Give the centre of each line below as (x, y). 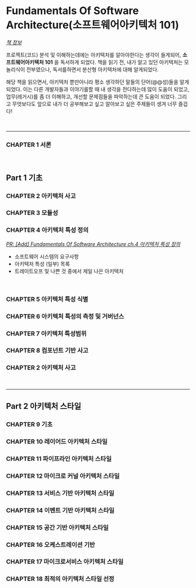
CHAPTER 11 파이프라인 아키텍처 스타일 (59, 459)
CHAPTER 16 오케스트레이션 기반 (50, 545)
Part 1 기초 (24, 178)
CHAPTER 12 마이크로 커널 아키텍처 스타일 (63, 476)
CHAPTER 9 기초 (29, 425)
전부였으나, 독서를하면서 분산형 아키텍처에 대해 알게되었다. (92, 69)
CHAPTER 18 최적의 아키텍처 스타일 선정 (60, 579)
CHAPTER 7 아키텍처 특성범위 (46, 333)
